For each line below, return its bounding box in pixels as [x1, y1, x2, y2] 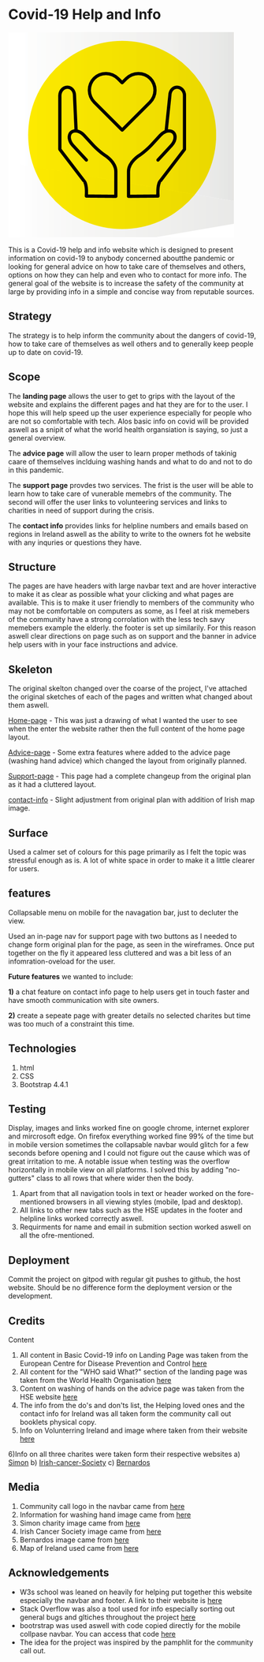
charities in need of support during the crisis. [8, 505, 155, 515]
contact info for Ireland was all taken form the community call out [19, 1409, 232, 1418]
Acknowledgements [8, 1567, 110, 1580]
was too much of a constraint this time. [8, 1019, 135, 1028]
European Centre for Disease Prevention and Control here [19, 1358, 207, 1369]
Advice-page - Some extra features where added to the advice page [8, 747, 231, 758]
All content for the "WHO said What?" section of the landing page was [19, 1367, 248, 1377]
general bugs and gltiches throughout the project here [19, 1612, 196, 1622]
